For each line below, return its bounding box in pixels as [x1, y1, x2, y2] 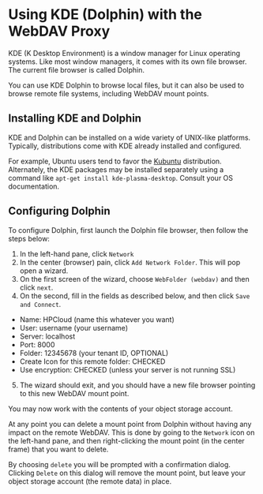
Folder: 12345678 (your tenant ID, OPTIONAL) [19, 348, 169, 357]
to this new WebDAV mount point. [19, 388, 130, 398]
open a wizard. [19, 266, 69, 275]
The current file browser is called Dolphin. [8, 65, 145, 74]
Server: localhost [19, 331, 76, 341]
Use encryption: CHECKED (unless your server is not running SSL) [19, 365, 236, 374]
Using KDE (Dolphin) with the [8, 6, 203, 24]
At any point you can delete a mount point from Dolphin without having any [8, 419, 252, 429]
